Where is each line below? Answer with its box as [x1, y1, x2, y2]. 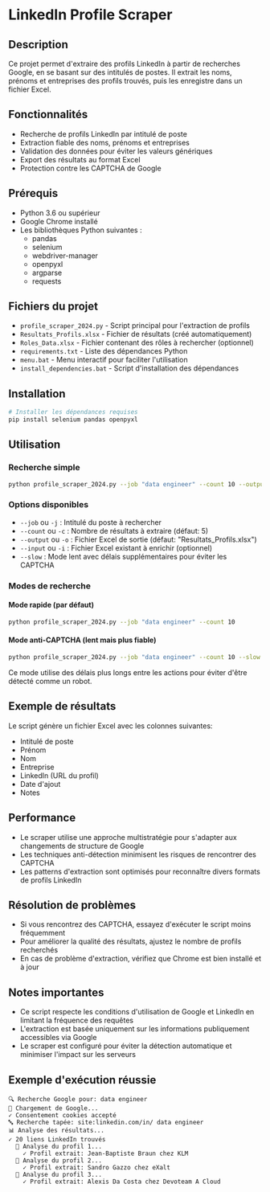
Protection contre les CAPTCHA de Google [19, 163, 162, 173]
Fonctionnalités [8, 108, 88, 121]
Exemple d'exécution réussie [8, 1073, 157, 1087]
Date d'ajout [19, 779, 61, 789]
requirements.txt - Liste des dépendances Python [19, 346, 188, 356]
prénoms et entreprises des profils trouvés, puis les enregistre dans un [8, 76, 243, 85]
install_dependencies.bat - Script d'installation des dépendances [19, 363, 239, 373]
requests [31, 276, 62, 286]
